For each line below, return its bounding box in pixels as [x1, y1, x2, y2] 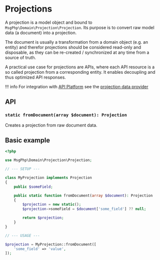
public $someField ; [14, 184, 53, 189]
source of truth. [5, 54, 36, 60]
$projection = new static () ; [22, 202, 81, 207]
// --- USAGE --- [5, 233, 40, 238]
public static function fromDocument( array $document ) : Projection [14, 193, 153, 198]
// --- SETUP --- [5, 166, 40, 172]
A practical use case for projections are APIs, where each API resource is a [5, 64, 155, 70]
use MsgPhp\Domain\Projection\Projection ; [5, 158, 92, 163]
